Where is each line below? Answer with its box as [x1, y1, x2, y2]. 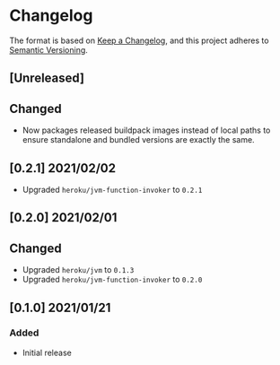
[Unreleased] [9, 71, 85, 86]
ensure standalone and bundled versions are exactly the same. [22, 135, 255, 145]
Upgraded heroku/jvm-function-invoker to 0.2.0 [22, 274, 203, 285]
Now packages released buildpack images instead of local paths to [22, 125, 271, 135]
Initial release [22, 347, 72, 358]
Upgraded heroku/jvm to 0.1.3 [22, 265, 135, 275]
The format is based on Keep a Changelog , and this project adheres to [9, 35, 269, 46]
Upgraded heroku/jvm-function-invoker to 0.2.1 [22, 184, 203, 195]
